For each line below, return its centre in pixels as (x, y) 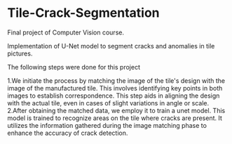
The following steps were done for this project (74, 67)
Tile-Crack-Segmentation (83, 13)
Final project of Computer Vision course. (66, 32)
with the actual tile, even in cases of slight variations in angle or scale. (108, 103)
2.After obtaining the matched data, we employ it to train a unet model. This (116, 110)
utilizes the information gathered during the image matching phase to (107, 125)
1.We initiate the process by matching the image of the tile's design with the (116, 80)
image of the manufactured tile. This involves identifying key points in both (115, 88)
